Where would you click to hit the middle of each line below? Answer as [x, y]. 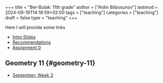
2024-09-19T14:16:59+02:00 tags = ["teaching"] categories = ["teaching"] [82, 12]
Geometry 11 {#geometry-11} [50, 63]
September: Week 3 [33, 75]
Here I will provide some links [35, 27]
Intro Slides [24, 37]
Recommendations [32, 42]
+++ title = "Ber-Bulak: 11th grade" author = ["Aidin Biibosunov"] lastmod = [81, 7]
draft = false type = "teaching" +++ [41, 18]
